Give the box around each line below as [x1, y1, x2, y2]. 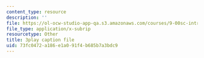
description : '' [6, 14, 47, 21]
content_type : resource [6, 8, 67, 15]
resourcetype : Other [6, 31, 59, 37]
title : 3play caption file [6, 37, 75, 43]
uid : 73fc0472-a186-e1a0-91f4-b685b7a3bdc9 [6, 43, 118, 49]
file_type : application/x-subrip [6, 25, 91, 32]
